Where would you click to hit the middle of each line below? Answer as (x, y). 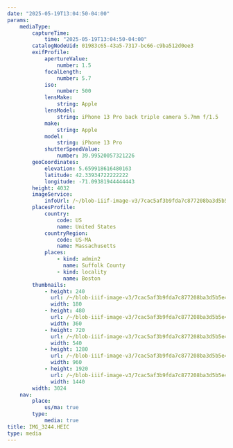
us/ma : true (61, 408)
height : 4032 (51, 188)
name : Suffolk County (94, 265)
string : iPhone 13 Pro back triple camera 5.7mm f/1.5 (137, 117)
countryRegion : (66, 233)
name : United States (86, 226)
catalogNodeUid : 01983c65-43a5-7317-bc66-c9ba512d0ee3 (113, 46)
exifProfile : (51, 53)
